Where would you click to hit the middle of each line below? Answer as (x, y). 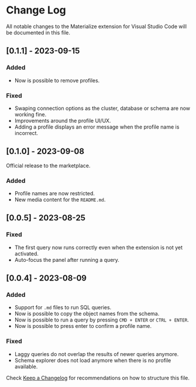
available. (26, 367)
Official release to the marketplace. (48, 165)
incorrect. (26, 133)
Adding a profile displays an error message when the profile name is (97, 127)
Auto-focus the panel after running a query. (67, 260)
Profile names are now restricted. (55, 193)
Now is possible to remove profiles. (57, 80)
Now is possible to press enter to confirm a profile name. (83, 326)
